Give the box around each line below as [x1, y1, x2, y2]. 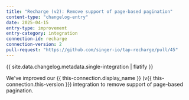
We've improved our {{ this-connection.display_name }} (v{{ [6, 74, 152, 81]
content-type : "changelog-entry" [6, 14, 89, 20]
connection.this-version [6, 81, 64, 88]
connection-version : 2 [6, 42, 62, 48]
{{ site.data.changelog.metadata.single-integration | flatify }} [6, 63, 154, 70]
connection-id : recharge [6, 36, 67, 42]
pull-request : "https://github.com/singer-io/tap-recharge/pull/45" [6, 47, 178, 53]
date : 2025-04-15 [6, 19, 49, 25]
